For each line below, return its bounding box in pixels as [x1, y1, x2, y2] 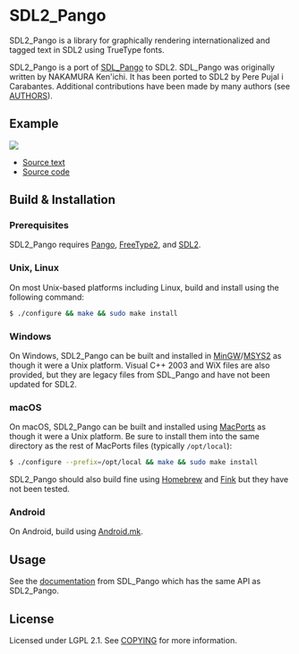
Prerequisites [9, 219, 69, 232]
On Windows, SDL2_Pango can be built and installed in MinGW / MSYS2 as [9, 350, 282, 361]
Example [9, 116, 59, 132]
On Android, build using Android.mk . [9, 526, 143, 537]
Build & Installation [9, 192, 116, 208]
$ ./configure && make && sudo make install [9, 309, 178, 318]
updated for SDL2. [9, 378, 78, 389]
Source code [21, 166, 70, 177]
